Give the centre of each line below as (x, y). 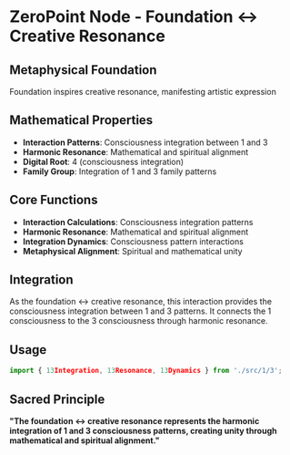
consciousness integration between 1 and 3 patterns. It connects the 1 (140, 311)
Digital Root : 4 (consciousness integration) (103, 161)
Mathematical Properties (81, 120)
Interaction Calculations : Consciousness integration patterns (138, 222)
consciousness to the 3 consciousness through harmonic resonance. (139, 321)
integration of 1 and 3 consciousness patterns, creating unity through (143, 430)
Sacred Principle (57, 399)
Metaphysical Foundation (83, 70)
